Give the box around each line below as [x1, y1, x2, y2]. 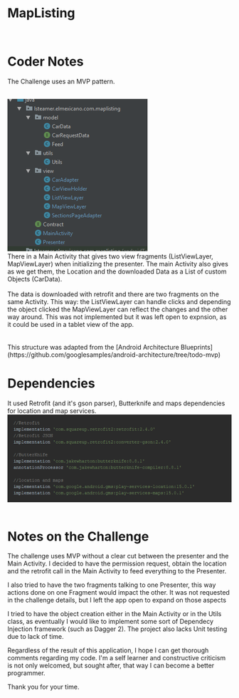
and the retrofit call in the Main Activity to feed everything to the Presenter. [7, 567, 227, 575]
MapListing [7, 5, 76, 21]
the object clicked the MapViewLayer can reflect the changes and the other [7, 305, 228, 313]
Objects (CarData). [7, 274, 63, 283]
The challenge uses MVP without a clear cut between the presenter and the [7, 552, 229, 561]
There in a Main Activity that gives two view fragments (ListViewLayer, [7, 251, 213, 261]
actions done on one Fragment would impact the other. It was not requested [7, 588, 230, 597]
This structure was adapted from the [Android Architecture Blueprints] [7, 343, 213, 351]
